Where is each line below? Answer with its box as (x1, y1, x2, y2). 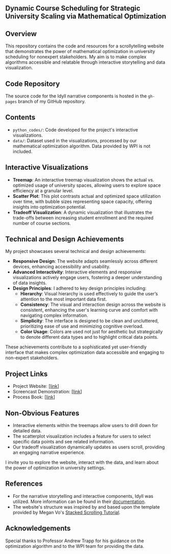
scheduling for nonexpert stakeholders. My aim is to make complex (5, 54, 146, 60)
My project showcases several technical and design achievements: (5, 248, 146, 255)
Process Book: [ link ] (12, 394, 55, 400)
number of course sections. (12, 220, 71, 226)
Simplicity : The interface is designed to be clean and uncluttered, (20, 318, 159, 324)
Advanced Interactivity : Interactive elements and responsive (12, 269, 142, 275)
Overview (5, 29, 37, 38)
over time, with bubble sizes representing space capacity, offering (12, 198, 152, 205)
